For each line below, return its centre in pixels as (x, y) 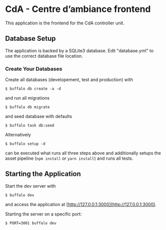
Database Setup (31, 39)
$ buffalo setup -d (25, 144)
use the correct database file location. (44, 56)
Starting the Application (43, 174)
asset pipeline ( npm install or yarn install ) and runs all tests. (69, 158)
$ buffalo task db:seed (30, 125)
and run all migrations (27, 98)
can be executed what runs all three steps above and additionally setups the (83, 153)
